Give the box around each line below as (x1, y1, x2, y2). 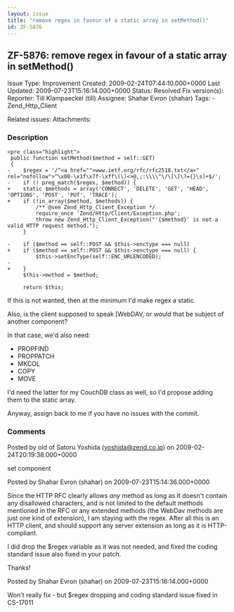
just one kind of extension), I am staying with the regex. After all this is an (7, 514, 219, 522)
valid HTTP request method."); (7, 222, 99, 229)
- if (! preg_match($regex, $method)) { (7, 179, 137, 186)
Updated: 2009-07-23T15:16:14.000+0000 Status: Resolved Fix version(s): (7, 87, 223, 95)
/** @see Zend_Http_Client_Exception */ (35, 204, 156, 211)
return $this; (22, 284, 65, 291)
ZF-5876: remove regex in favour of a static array (7, 49, 227, 61)
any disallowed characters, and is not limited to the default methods (7, 499, 204, 507)
